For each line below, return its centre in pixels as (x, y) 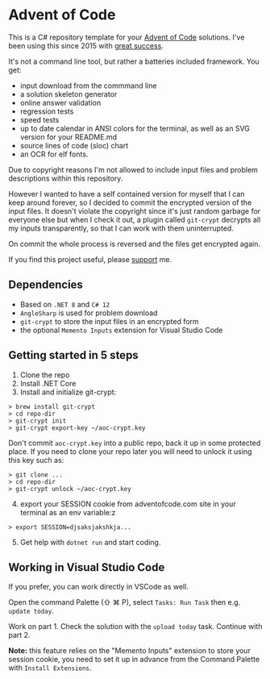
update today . (31, 611)
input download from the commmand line (88, 85)
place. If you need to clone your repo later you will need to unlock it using (130, 451)
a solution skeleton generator (69, 94)
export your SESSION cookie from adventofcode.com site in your (128, 504)
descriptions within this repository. (66, 178)
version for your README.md (69, 137)
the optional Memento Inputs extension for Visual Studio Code (121, 330)
